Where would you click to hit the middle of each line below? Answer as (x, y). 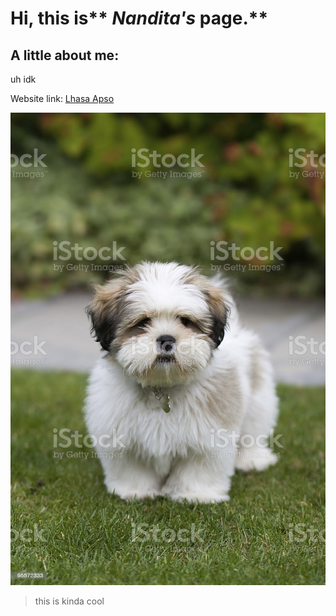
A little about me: (65, 55)
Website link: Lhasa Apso (62, 98)
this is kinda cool (69, 601)
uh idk (23, 79)
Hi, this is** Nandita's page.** (139, 18)
